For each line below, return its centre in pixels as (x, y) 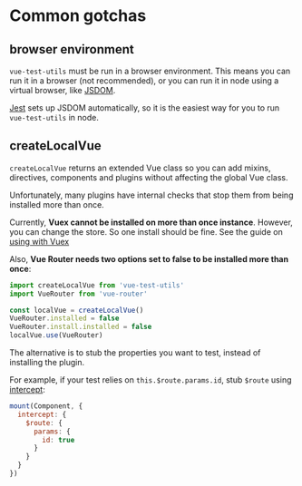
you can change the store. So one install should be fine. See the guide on (146, 231)
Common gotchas (78, 16)
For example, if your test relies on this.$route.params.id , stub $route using (151, 380)
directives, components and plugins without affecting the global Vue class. (149, 177)
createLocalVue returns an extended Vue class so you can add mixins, (140, 168)
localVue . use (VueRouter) (56, 335)
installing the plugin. (47, 363)
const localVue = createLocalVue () (77, 310)
